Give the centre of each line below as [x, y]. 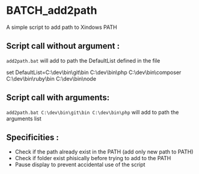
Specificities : [32, 137]
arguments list [24, 119]
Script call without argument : [63, 46]
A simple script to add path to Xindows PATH [62, 27]
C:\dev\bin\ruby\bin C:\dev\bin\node [51, 78]
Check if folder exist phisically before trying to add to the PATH [93, 158]
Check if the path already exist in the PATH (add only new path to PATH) [104, 152]
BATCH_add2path [52, 11]
